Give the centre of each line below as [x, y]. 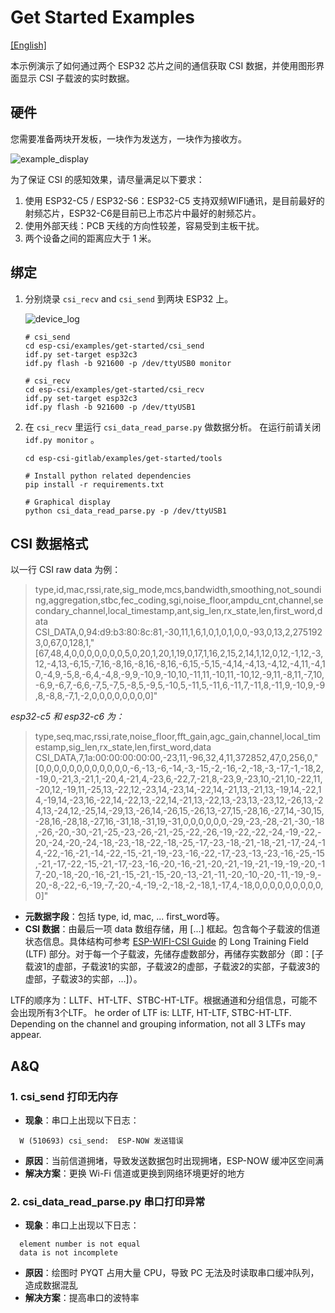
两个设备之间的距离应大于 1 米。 [90, 238]
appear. [26, 1035]
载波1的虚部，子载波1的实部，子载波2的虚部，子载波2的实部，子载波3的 [172, 967]
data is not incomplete [68, 1253]
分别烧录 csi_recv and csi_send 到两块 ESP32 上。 [129, 298]
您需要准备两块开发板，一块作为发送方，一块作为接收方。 [128, 138]
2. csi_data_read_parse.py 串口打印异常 [108, 1201]
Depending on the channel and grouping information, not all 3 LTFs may [158, 1024]
